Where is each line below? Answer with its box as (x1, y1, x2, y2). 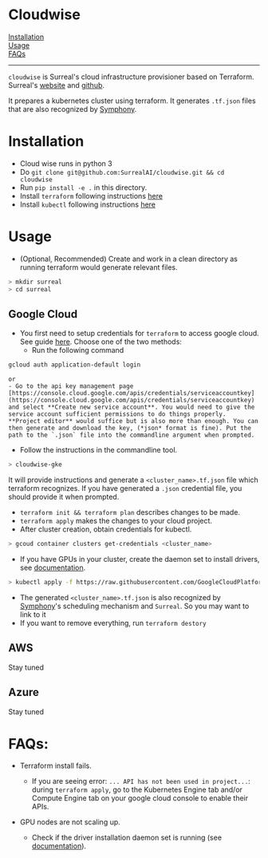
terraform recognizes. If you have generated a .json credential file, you (8, 484, 242, 493)
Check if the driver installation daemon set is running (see (31, 832, 222, 843)
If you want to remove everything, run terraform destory (19, 618, 207, 627)
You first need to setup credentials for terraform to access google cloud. (19, 329, 259, 338)
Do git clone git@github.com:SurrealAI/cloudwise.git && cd (19, 167, 225, 176)
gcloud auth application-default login (8, 361, 141, 369)
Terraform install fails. (19, 761, 92, 771)
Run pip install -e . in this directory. (19, 182, 148, 192)
